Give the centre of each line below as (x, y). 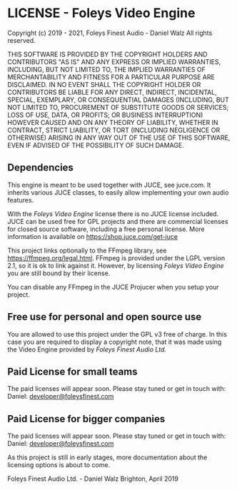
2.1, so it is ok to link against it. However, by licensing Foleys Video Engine (116, 265)
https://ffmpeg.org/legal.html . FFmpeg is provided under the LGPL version (116, 257)
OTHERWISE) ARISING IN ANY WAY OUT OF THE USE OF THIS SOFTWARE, (119, 138)
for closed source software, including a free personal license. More (106, 229)
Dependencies (40, 168)
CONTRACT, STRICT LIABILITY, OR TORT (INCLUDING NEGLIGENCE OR (114, 130)
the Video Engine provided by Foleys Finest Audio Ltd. (87, 349)
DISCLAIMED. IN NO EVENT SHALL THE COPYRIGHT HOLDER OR (104, 84)
